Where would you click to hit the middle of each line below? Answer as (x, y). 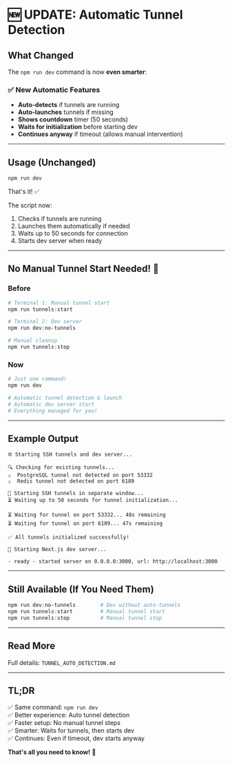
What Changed (41, 55)
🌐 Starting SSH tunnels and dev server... (70, 455)
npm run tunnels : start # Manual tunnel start (87, 612)
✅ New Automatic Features (54, 90)
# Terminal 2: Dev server (45, 322)
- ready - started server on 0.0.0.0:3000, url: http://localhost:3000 (113, 562)
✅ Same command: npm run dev (53, 707)
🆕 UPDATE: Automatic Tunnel (95, 15)
